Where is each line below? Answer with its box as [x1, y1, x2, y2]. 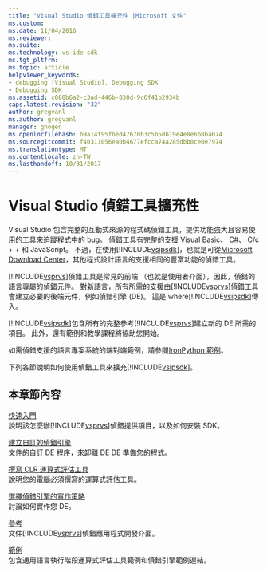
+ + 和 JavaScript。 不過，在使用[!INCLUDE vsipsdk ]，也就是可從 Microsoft [8, 245, 253, 254]
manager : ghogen [8, 123, 62, 131]
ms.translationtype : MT [8, 145, 88, 153]
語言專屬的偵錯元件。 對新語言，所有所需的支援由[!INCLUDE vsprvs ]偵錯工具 [8, 282, 259, 291]
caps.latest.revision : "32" [8, 101, 102, 108]
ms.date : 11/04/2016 [8, 26, 77, 34]
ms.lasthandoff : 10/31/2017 [8, 160, 102, 168]
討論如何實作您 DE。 [8, 501, 76, 511]
